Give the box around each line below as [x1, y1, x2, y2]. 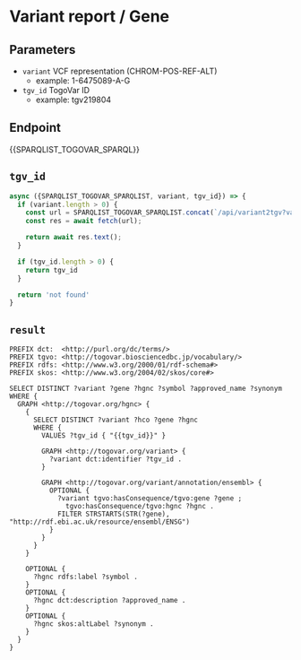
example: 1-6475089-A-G [35, 75, 131, 86]
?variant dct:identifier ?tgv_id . [48, 455, 182, 464]
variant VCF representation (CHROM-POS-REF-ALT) [21, 65, 218, 76]
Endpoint [9, 120, 61, 135]
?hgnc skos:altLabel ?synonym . [32, 620, 154, 629]
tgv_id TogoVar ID [21, 85, 90, 95]
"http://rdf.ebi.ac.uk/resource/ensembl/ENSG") [9, 517, 191, 526]
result [9, 323, 47, 336]
